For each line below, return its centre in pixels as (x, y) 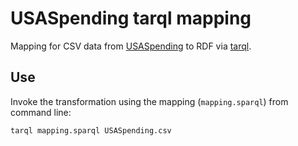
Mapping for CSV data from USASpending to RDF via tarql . (131, 46)
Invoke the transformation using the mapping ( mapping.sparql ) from (149, 101)
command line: (41, 112)
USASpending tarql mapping (131, 18)
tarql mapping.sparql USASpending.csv (91, 130)
